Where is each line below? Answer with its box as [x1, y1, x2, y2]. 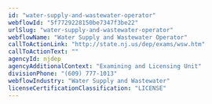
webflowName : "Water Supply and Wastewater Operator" [8, 33, 188, 41]
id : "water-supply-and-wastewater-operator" [8, 11, 156, 20]
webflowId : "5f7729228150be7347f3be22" [8, 19, 139, 27]
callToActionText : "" [8, 48, 79, 56]
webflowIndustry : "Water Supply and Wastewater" [8, 77, 170, 84]
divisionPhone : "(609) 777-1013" [8, 70, 118, 77]
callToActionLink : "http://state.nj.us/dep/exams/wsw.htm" [8, 41, 206, 48]
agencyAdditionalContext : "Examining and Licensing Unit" [8, 63, 202, 70]
